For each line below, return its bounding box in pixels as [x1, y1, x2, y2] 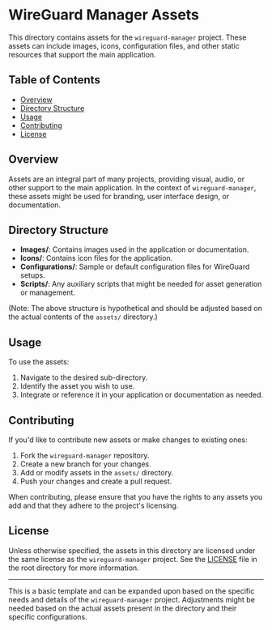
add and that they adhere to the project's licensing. [8, 500, 179, 510]
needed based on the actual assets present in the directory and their [8, 603, 237, 613]
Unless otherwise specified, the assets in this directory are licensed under [8, 545, 256, 556]
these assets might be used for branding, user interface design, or [8, 191, 229, 201]
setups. [19, 270, 46, 280]
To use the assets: [8, 357, 70, 367]
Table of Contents [8, 73, 101, 87]
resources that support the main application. [8, 49, 156, 59]
